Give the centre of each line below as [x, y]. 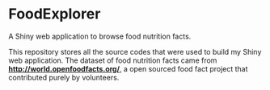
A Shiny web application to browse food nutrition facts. [100, 36]
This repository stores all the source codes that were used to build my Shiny [135, 51]
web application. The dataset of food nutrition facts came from [113, 60]
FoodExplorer [55, 14]
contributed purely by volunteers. [64, 77]
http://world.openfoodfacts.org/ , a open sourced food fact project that [128, 68]
